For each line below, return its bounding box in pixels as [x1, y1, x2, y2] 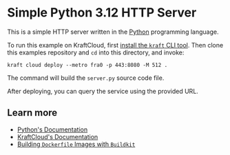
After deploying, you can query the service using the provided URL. [7, 87, 198, 95]
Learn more [7, 107, 58, 118]
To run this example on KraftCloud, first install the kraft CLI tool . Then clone [7, 41, 224, 49]
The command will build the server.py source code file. [7, 74, 165, 82]
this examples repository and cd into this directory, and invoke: [7, 48, 185, 56]
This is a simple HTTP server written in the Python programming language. [7, 28, 219, 36]
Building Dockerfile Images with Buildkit [17, 140, 136, 148]
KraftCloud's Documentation [17, 132, 98, 141]
